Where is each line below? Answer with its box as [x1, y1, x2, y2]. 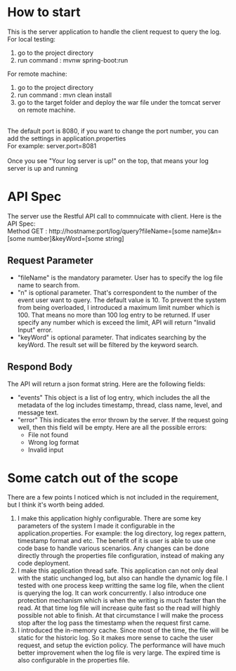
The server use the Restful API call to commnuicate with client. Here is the [7, 211, 222, 220]
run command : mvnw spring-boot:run [17, 56, 129, 64]
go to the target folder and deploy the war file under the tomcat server [17, 98, 221, 106]
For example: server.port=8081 [7, 141, 97, 150]
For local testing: [7, 34, 56, 43]
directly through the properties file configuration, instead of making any [17, 552, 225, 560]
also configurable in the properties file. [17, 656, 130, 665]
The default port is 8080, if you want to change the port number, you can [7, 126, 219, 135]
